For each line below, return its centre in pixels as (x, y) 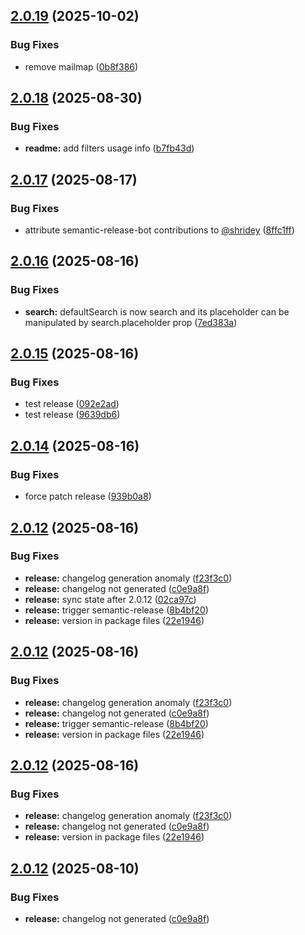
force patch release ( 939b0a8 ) (88, 496)
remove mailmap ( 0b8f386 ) (81, 66)
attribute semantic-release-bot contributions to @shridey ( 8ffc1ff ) (159, 230)
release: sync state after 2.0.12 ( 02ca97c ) (110, 599)
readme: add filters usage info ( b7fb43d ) (109, 148)
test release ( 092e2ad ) (72, 404)
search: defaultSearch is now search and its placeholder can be (157, 311)
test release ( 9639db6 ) (72, 415)
